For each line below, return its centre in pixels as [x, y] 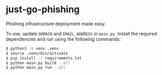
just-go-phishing [43, 10]
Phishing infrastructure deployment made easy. [56, 24]
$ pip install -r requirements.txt [44, 58]
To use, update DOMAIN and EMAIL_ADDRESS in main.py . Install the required [81, 33]
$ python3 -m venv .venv [32, 48]
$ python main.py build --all [38, 63]
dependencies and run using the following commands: [63, 39]
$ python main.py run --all [36, 68]
